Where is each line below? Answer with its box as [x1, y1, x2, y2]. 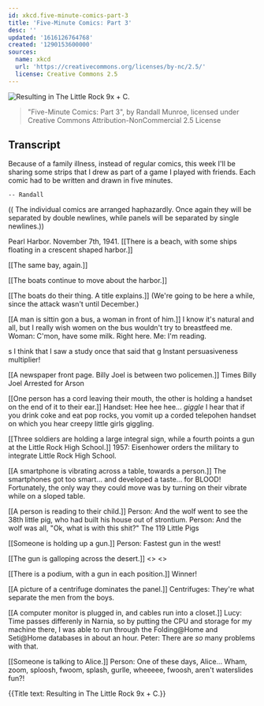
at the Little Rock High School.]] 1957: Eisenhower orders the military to [8, 443, 239, 452]
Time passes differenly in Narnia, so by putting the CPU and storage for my [8, 616, 252, 626]
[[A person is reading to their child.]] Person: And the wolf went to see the [8, 507, 248, 516]
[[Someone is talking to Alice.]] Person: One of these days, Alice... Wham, [8, 657, 247, 667]
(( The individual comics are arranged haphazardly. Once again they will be [8, 205, 252, 214]
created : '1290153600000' [8, 41, 93, 49]
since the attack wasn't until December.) [8, 299, 139, 309]
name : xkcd [15, 56, 51, 64]
